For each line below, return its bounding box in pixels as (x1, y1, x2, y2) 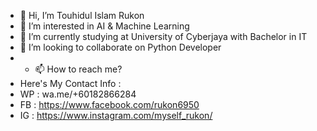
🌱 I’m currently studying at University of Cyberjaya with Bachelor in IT (19, 31, 308, 42)
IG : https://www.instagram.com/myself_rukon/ (19, 110, 213, 121)
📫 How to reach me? (34, 63, 123, 75)
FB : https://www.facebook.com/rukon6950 (19, 99, 200, 110)
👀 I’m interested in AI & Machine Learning (19, 20, 190, 32)
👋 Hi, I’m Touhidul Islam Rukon (19, 10, 145, 21)
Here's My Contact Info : (19, 78, 122, 89)
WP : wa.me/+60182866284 (19, 88, 137, 100)
